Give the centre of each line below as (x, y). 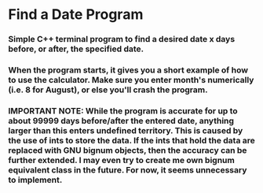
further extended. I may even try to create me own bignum (122, 160)
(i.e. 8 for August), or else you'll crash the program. (108, 90)
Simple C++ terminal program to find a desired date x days (122, 39)
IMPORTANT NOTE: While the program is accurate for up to (123, 110)
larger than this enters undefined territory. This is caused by (126, 130)
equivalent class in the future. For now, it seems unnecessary (128, 169)
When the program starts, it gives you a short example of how (128, 70)
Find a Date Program (76, 15)
